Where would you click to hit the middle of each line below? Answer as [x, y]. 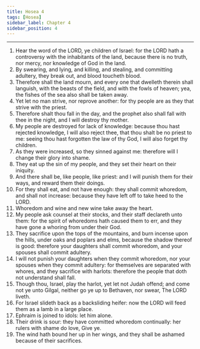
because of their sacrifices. [49, 341]
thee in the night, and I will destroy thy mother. [72, 120]
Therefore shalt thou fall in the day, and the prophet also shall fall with [101, 114]
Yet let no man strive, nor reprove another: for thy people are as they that [104, 101]
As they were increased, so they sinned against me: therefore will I [97, 151]
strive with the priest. [41, 107]
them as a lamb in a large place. [54, 309]
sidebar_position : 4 [32, 28]
